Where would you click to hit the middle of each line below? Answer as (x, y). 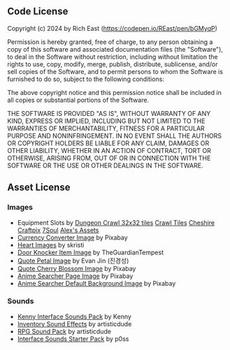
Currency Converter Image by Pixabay (72, 238)
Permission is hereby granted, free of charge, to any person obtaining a (110, 42)
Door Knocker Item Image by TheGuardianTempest (91, 252)
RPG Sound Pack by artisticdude (64, 331)
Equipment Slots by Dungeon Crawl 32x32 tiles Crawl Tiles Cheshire (116, 222)
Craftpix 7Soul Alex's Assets (58, 230)
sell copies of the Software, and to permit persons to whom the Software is (115, 71)
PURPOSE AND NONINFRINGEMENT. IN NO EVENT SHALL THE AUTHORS (115, 136)
